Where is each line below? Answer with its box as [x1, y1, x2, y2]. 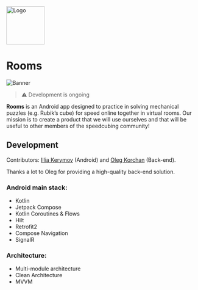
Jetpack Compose [15, 204, 62, 211]
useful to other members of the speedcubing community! [6, 122, 150, 129]
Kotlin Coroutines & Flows [15, 210, 80, 217]
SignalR [15, 236, 35, 244]
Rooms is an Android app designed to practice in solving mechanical [6, 103, 179, 110]
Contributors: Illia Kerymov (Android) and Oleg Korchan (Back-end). [6, 156, 176, 164]
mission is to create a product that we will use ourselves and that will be [6, 115, 187, 123]
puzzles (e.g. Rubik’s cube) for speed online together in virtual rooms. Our [6, 109, 192, 117]
